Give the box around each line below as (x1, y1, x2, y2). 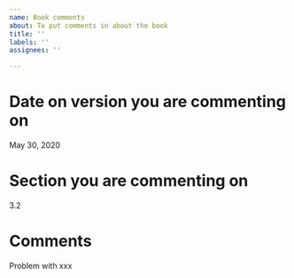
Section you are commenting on (9, 171, 249, 191)
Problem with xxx (9, 260, 73, 271)
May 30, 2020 (9, 140, 60, 151)
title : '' (9, 29, 46, 38)
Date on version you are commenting (9, 92, 286, 112)
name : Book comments (9, 12, 86, 22)
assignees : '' (9, 46, 62, 55)
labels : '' (9, 37, 50, 47)
